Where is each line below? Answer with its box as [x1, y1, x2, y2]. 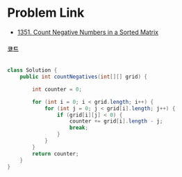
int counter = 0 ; [32, 86, 82, 93]
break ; [69, 124, 89, 132]
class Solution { [7, 67, 58, 74]
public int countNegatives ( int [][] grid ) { [19, 73, 148, 81]
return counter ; [32, 150, 79, 157]
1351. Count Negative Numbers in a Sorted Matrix [17, 28, 158, 36]
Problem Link [7, 5, 85, 21]
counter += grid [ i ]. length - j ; [69, 118, 163, 125]
